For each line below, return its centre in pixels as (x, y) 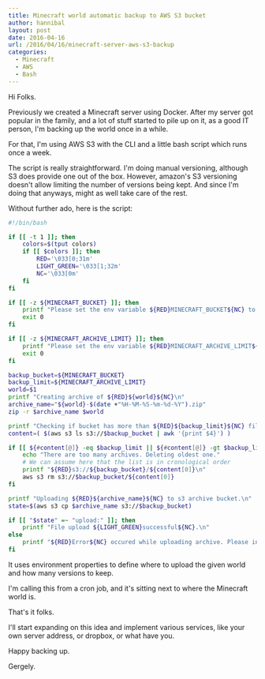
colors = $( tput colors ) (60, 244)
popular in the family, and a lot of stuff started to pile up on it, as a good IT (129, 120)
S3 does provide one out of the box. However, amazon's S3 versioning (123, 176)
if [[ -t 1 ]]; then (42, 237)
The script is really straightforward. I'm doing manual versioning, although (128, 167)
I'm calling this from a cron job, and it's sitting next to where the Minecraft (128, 588)
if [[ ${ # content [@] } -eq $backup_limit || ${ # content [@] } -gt (114, 448)
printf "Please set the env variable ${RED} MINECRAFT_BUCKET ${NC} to (139, 310)
